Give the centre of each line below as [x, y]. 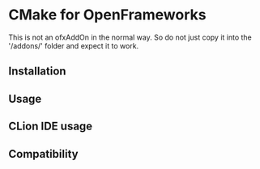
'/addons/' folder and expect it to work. [74, 45]
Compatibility [43, 154]
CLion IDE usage [51, 127]
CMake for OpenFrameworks [107, 15]
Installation [37, 72]
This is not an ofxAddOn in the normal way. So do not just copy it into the [130, 37]
